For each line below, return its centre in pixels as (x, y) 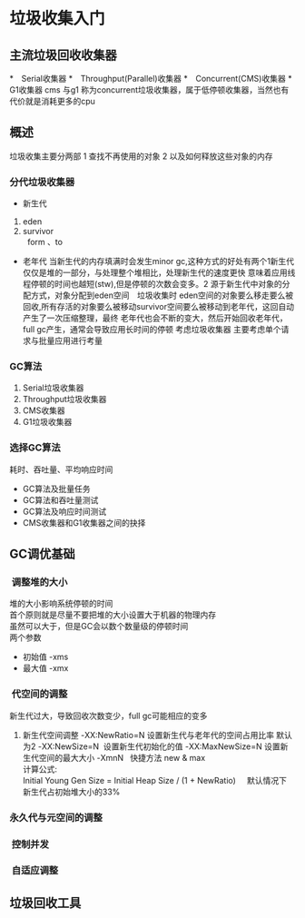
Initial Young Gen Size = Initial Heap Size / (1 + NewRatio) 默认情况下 (155, 780)
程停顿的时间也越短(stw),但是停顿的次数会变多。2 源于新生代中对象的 (152, 284)
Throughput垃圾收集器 (64, 400)
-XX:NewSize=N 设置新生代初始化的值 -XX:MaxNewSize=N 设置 (159, 746)
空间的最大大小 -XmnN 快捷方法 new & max (122, 757)
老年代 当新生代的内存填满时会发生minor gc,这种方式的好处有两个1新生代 (158, 262)
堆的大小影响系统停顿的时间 (61, 604)
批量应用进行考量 (70, 341)
